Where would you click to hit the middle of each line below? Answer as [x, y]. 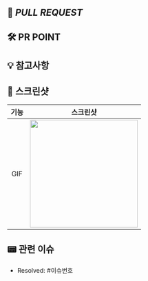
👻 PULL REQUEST [45, 13]
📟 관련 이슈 [31, 250]
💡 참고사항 [28, 66]
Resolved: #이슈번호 [45, 270]
